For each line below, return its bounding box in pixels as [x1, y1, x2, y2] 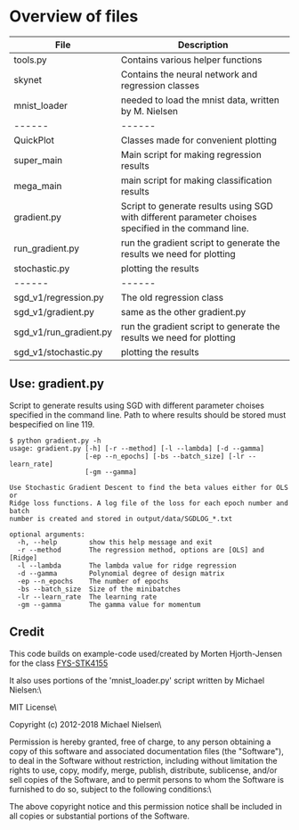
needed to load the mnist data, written [120, 94, 280, 106]
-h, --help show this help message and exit [17, 537, 214, 546]
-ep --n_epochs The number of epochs [17, 577, 169, 585]
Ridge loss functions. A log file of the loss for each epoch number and [9, 498, 289, 508]
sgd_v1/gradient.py [13, 305, 95, 318]
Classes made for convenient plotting [120, 134, 278, 146]
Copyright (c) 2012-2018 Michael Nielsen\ [9, 718, 162, 729]
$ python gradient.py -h [9, 436, 101, 445]
